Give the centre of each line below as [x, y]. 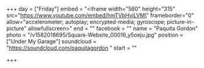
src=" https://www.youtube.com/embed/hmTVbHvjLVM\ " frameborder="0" [100, 15]
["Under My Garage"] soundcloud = [51, 41]
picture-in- [180, 22]
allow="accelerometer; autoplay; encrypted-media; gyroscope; [86, 22]
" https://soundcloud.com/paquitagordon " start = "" [72, 48]
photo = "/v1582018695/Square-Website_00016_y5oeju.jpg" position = [95, 35]
